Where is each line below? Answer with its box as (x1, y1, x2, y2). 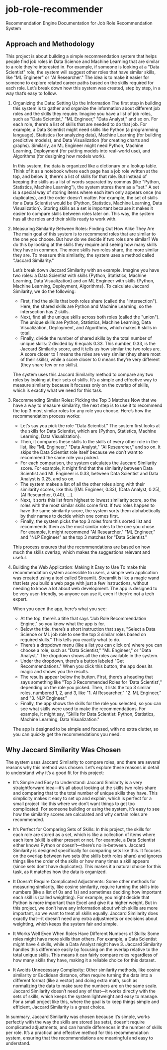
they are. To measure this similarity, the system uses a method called (12, 252, 155, 258)
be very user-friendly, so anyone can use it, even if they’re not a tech (12, 591, 155, 597)
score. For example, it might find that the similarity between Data (20, 465, 153, 471)
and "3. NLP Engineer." (20, 695, 68, 701)
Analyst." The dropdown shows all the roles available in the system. (20, 652, 159, 658)
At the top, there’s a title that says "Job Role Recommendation (20, 615, 147, 621)
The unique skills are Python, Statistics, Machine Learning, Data (20, 319, 151, 325)
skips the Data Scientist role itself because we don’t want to (20, 449, 143, 455)
